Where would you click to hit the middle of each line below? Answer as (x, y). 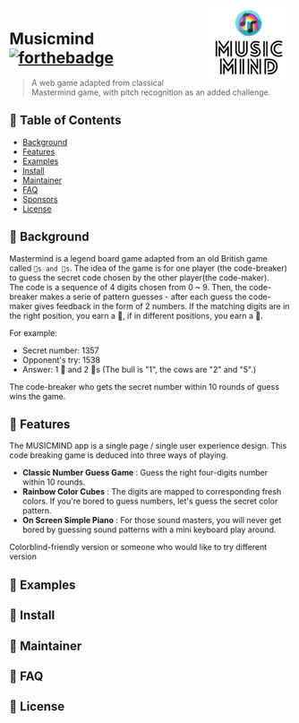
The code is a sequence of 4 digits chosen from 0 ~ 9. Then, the (128, 287)
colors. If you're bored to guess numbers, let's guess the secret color (150, 501)
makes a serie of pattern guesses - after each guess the (143, 297)
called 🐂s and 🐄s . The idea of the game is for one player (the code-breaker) (149, 268)
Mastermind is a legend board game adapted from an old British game (138, 258)
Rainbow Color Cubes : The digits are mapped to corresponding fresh (152, 492)
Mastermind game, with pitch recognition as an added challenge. (151, 92)
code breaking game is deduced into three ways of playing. (119, 455)
